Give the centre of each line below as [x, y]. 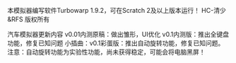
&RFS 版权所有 [29, 19]
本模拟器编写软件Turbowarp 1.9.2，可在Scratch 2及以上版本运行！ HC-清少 [117, 10]
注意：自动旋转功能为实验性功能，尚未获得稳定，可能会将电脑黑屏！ [106, 52]
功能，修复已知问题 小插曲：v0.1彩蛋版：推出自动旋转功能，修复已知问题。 [116, 43]
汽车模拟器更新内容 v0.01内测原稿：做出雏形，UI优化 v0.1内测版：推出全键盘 [118, 34]
